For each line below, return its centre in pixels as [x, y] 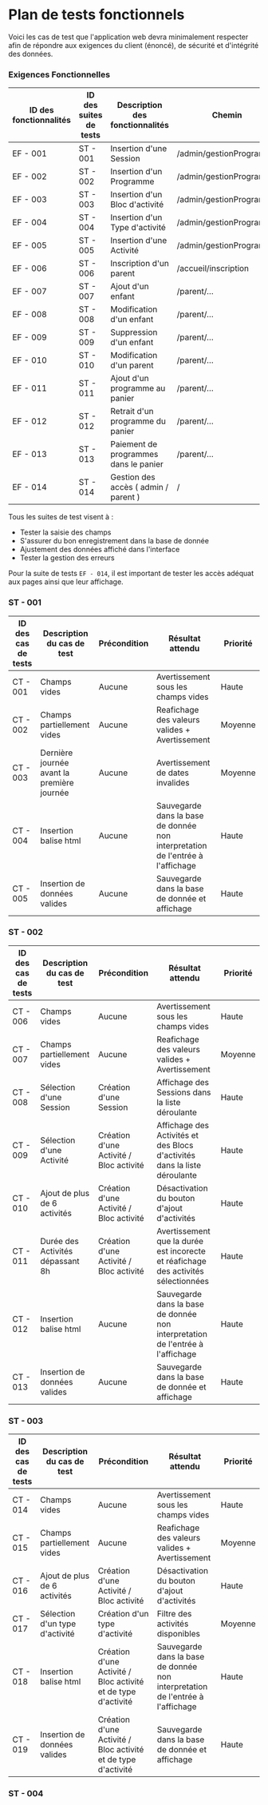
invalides [173, 782]
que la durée [180, 1241]
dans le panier [137, 464]
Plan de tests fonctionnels [97, 15]
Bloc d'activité [137, 205]
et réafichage [182, 1261]
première [57, 782]
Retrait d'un [132, 411]
